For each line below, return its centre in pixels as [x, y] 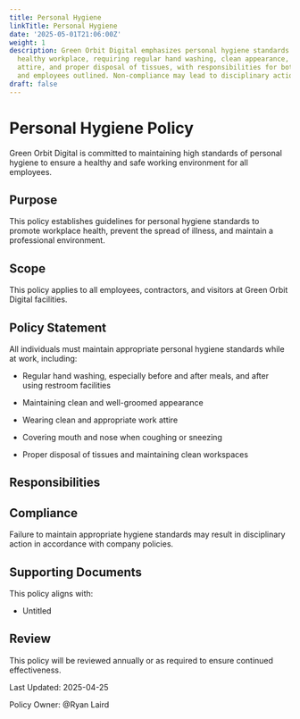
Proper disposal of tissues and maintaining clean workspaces [135, 455]
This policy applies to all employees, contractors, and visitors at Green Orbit [149, 290]
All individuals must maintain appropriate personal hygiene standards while [147, 349]
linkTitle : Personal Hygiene [63, 26]
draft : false [33, 84]
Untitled [37, 611]
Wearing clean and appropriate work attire [100, 420]
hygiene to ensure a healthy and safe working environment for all [129, 163]
